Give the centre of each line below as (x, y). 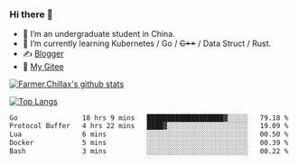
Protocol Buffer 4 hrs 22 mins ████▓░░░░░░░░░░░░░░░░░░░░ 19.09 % (149, 126)
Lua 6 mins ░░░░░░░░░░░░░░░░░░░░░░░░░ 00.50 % (149, 134)
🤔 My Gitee (43, 67)
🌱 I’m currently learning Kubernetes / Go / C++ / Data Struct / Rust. (147, 43)
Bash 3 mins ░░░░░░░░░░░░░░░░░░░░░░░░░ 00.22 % (149, 151)
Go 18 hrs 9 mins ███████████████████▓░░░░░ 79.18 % (149, 118)
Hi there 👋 (32, 14)
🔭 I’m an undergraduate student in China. (99, 34)
